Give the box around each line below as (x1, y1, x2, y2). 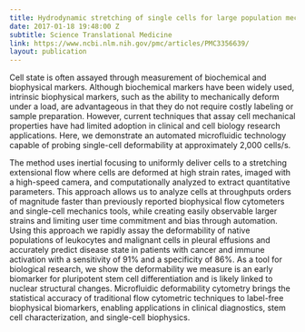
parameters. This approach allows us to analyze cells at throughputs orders (9, 186, 292, 197)
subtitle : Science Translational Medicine (9, 30, 172, 39)
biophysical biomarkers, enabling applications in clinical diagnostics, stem (9, 302, 286, 314)
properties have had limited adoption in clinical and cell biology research (9, 120, 280, 132)
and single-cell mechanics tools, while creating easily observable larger (9, 206, 278, 216)
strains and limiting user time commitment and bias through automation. (9, 216, 279, 226)
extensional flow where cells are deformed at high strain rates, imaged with (9, 167, 291, 178)
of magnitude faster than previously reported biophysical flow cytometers (9, 196, 285, 207)
